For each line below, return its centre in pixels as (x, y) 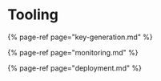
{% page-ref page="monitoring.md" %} (73, 52)
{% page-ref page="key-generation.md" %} (80, 37)
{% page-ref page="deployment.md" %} (74, 68)
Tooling (33, 15)
